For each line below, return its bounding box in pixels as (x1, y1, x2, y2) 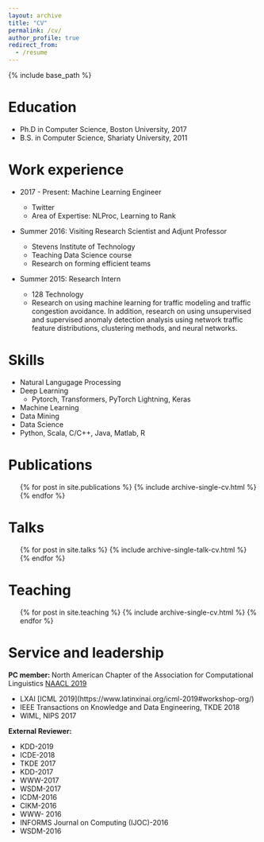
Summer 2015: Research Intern (19, 274, 121, 283)
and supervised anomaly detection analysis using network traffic (31, 315, 243, 324)
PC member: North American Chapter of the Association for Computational (8, 669, 254, 680)
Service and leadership (8, 643, 164, 662)
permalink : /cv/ (8, 26, 62, 34)
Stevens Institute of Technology (31, 242, 136, 251)
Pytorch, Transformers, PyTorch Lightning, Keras (31, 394, 192, 404)
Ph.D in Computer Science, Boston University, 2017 (19, 124, 188, 134)
